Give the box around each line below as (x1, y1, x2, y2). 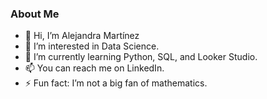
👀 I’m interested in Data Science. (24, 40, 160, 52)
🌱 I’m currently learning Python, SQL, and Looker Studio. (24, 51, 258, 63)
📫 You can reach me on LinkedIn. (24, 62, 165, 74)
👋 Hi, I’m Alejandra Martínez (24, 30, 140, 42)
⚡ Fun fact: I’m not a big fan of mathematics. (24, 77, 208, 89)
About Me (10, 7, 60, 21)
